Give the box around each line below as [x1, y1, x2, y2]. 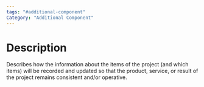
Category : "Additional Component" [6, 15, 94, 21]
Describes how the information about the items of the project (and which [6, 61, 189, 68]
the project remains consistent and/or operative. [6, 74, 127, 81]
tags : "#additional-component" [6, 9, 86, 15]
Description [6, 41, 67, 55]
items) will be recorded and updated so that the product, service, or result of [6, 68, 199, 75]
